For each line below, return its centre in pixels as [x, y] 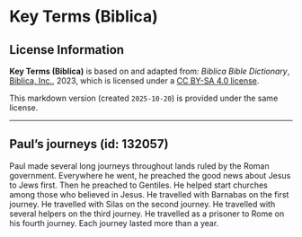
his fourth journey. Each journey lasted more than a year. [114, 223]
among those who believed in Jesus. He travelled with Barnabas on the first [149, 194]
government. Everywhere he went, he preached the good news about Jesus [150, 175]
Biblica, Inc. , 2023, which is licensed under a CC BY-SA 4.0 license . [134, 81]
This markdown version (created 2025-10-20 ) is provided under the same [144, 98]
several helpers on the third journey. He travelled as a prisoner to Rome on [147, 214]
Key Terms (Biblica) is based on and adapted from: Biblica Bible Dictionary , [150, 71]
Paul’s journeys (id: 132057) [89, 144]
